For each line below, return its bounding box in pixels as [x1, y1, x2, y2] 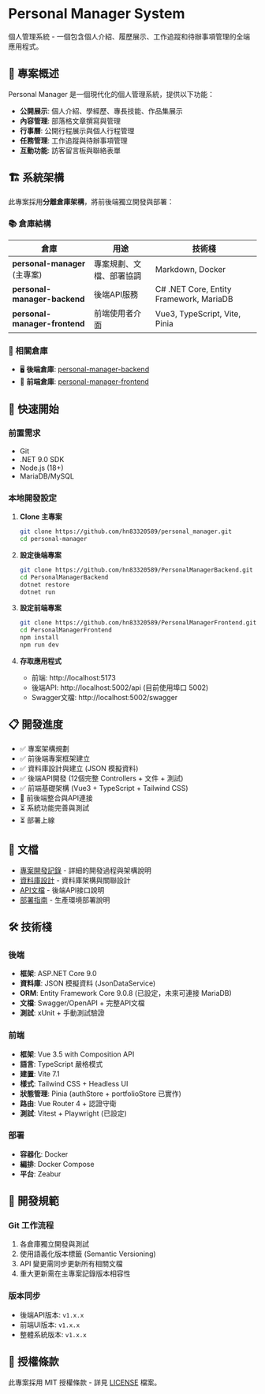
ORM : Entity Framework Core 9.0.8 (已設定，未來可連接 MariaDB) [19, 989, 233, 998]
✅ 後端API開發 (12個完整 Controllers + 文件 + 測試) [19, 773, 184, 783]
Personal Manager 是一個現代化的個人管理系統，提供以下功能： [8, 89, 215, 99]
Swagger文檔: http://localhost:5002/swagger [31, 692, 178, 702]
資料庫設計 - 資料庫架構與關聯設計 [19, 875, 132, 885]
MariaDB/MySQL [19, 471, 75, 481]
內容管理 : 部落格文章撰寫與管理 [19, 116, 121, 125]
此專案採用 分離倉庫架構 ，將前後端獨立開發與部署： [8, 196, 174, 206]
